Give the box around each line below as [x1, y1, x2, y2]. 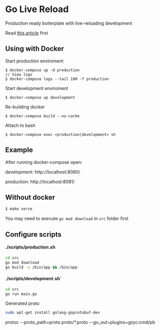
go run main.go [5, 291, 37, 296]
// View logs [5, 72, 33, 77]
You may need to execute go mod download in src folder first [5, 215, 129, 222]
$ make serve [5, 206, 33, 212]
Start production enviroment [5, 58, 64, 64]
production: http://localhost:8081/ [5, 179, 75, 185]
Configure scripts [5, 230, 62, 238]
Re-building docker [5, 104, 45, 110]
